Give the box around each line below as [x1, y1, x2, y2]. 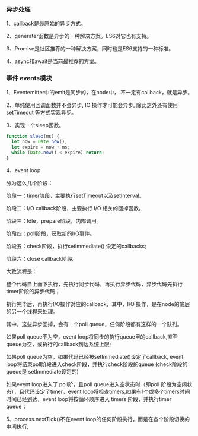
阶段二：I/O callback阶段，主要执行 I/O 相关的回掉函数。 [6, 204, 144, 211]
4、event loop [6, 166, 41, 173]
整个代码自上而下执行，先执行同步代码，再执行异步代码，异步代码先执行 [6, 280, 183, 287]
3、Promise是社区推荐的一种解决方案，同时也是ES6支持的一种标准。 [6, 45, 174, 52]
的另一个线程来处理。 [6, 308, 58, 315]
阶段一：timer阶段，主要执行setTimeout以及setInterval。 [6, 192, 145, 199]
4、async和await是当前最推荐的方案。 [6, 58, 100, 65]
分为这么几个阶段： [6, 179, 53, 187]
